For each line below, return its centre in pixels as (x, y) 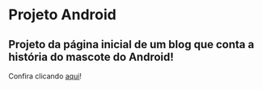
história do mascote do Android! (91, 57)
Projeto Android (63, 15)
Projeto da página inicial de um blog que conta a (131, 44)
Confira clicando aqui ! (45, 76)
